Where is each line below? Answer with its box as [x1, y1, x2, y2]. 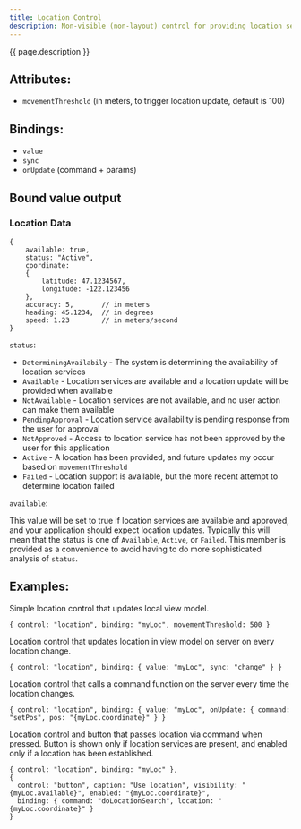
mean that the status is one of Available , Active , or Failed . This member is [9, 534, 287, 544]
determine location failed [21, 480, 115, 491]
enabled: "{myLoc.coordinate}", [89, 789, 211, 798]
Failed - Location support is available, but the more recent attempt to [21, 471, 279, 482]
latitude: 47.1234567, [41, 277, 126, 286]
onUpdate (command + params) [21, 165, 137, 175]
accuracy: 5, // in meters [25, 300, 150, 309]
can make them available [21, 404, 115, 414]
